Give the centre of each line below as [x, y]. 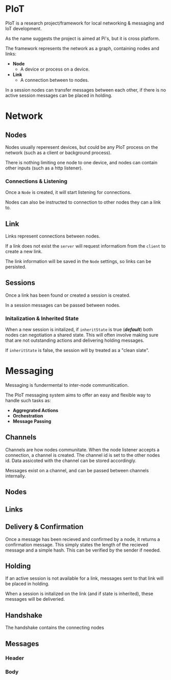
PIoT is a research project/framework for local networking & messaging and [85, 23]
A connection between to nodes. [55, 80]
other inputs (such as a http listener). [44, 168]
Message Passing [32, 421]
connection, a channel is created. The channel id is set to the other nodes [83, 455]
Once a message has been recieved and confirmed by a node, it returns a [83, 539]
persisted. [16, 267]
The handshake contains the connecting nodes [55, 628]
